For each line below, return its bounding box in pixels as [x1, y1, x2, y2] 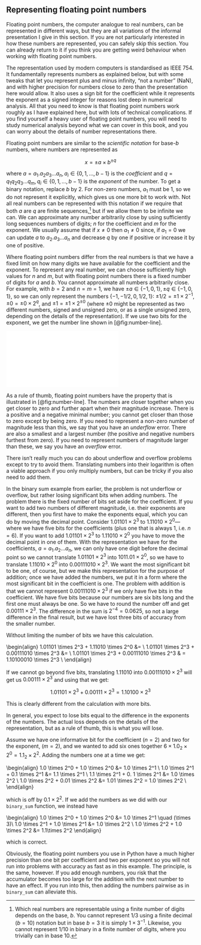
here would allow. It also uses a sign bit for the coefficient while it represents [6, 89, 195, 96]
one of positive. [6, 242, 45, 249]
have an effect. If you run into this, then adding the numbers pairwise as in [6, 882, 190, 889]
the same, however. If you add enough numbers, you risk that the [6, 869, 167, 877]
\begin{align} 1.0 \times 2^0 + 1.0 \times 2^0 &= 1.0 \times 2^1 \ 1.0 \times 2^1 [6, 764, 194, 772]
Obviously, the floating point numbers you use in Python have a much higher [6, 850, 195, 858]
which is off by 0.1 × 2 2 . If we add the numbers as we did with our [6, 795, 167, 804]
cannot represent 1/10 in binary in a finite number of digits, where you [14, 925, 187, 932]
